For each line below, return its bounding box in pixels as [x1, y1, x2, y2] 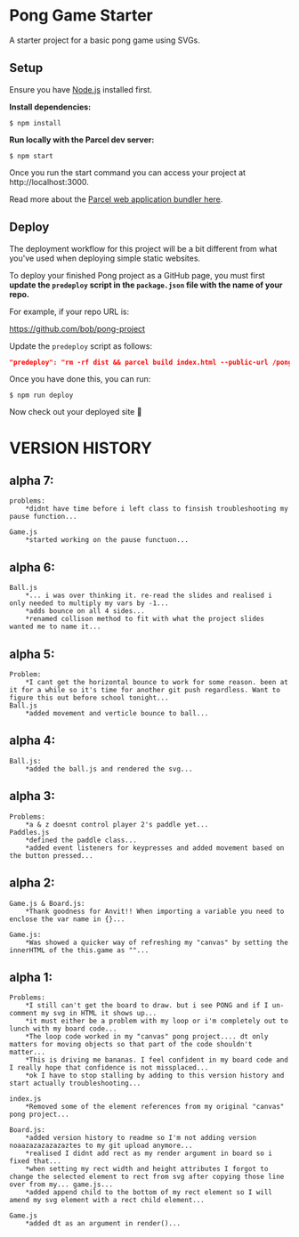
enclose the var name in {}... [9, 914, 125, 924]
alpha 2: [9, 876, 55, 891]
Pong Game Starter [9, 5, 153, 26]
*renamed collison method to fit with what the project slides [25, 615, 265, 624]
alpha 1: [9, 969, 53, 984]
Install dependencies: [9, 101, 92, 112]
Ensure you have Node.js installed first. [9, 84, 153, 94]
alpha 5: [9, 646, 55, 661]
